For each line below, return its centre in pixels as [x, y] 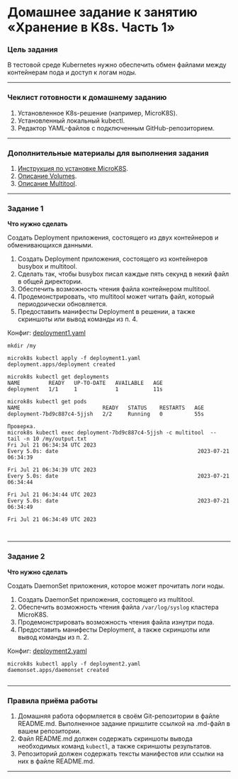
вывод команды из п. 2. [53, 637]
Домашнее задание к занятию [103, 12]
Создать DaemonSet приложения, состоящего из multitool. [106, 599]
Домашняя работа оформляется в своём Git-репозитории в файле [118, 716]
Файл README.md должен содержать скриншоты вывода [105, 739]
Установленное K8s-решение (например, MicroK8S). [97, 113]
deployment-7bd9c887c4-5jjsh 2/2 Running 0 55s [106, 414]
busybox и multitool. [47, 267]
